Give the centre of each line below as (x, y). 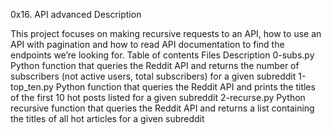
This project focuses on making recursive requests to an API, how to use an (166, 33)
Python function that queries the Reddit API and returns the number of (155, 65)
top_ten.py (32, 87)
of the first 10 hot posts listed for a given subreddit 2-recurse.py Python (158, 97)
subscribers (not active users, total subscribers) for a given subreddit (153, 76)
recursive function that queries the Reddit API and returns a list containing (162, 108)
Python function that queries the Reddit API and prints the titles (185, 87)
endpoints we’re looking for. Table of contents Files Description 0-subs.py (162, 55)
